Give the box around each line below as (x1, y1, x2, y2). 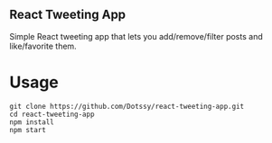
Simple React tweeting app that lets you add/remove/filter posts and (9, 31, 264, 41)
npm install (9, 117, 54, 127)
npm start (9, 125, 47, 134)
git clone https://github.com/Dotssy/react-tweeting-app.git (9, 102, 245, 111)
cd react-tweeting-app (9, 110, 95, 119)
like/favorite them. (9, 40, 77, 51)
